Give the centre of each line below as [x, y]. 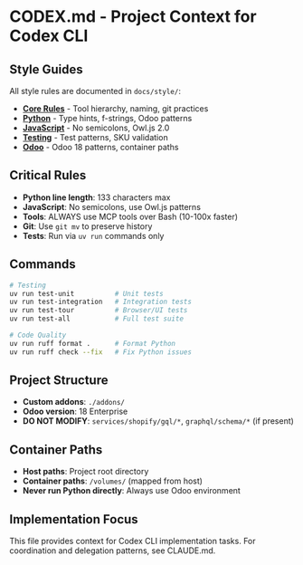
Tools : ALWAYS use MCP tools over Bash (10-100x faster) [130, 216]
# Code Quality [38, 335]
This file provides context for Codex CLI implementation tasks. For [133, 541]
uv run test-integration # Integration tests [101, 302]
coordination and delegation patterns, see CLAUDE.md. [113, 551]
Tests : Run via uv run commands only [93, 235]
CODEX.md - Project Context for [133, 17]
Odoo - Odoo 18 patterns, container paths [100, 147]
